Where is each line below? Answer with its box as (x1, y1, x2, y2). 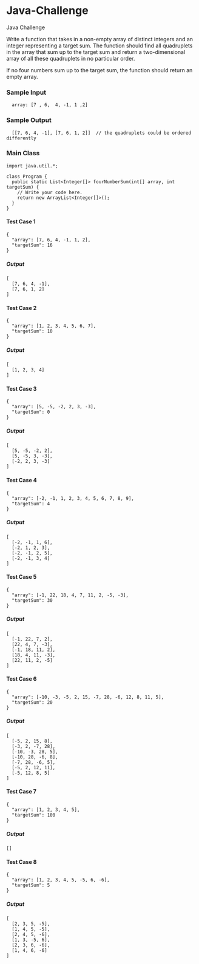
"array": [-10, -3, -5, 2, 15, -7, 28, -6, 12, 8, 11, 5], (12, 694, 164, 700)
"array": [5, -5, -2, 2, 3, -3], (12, 404, 96, 410)
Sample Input (6, 88, 47, 96)
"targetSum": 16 (12, 242, 53, 249)
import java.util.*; (6, 163, 59, 169)
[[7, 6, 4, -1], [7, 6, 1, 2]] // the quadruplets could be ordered (12, 130, 191, 136)
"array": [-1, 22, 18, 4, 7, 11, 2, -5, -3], (12, 592, 129, 598)
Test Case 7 (6, 788, 36, 795)
